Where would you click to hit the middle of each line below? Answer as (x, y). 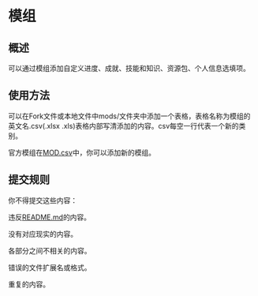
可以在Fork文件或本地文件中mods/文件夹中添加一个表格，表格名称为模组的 (129, 116)
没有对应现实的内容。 (43, 234)
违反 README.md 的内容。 (50, 217)
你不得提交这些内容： (43, 200)
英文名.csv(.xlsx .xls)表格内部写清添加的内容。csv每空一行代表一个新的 (123, 126)
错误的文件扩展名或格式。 (50, 267)
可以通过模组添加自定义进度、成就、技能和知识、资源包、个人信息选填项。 (129, 68)
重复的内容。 (29, 284)
